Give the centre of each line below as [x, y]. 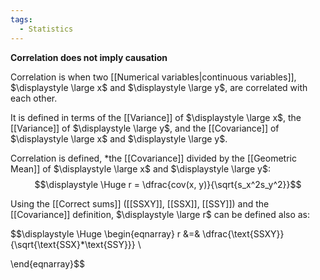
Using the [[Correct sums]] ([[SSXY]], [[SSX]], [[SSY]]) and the [140, 203]
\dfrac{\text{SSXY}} [243, 233]
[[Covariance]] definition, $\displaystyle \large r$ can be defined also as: [160, 214]
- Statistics [46, 29]
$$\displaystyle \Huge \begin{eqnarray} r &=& [105, 233]
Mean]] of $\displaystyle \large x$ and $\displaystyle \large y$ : [140, 168]
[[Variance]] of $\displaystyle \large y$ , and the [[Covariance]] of [145, 128]
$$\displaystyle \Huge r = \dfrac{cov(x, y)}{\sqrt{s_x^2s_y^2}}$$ [168, 184]
